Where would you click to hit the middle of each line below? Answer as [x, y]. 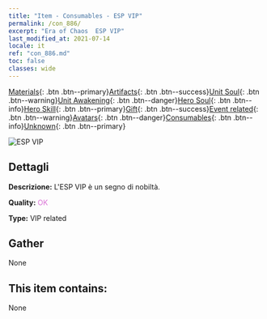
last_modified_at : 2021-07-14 [59, 38]
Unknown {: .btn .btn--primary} [75, 125]
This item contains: [58, 288]
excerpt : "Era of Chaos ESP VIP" [67, 31]
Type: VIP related [38, 218]
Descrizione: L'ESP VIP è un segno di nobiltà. [84, 186]
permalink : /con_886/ [45, 23]
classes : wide [32, 69]
